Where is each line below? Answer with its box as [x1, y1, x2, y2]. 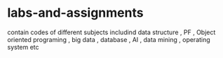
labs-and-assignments [7, 5, 144, 21]
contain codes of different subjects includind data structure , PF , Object [7, 28, 216, 36]
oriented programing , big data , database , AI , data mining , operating [7, 35, 210, 43]
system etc [7, 43, 40, 51]
